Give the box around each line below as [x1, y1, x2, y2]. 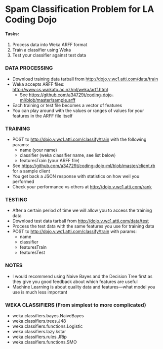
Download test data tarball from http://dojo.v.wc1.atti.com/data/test [12, 218, 149, 224]
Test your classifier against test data [12, 52, 86, 58]
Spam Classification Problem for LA [5, 3, 154, 15]
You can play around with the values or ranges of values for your [12, 108, 144, 114]
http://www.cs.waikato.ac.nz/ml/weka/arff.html [12, 86, 108, 92]
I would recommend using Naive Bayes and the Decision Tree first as [12, 273, 153, 279]
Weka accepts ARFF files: [12, 81, 65, 87]
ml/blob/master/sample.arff [19, 97, 76, 103]
